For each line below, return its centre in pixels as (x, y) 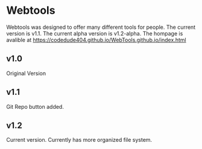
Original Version (26, 73)
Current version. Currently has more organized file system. (79, 140)
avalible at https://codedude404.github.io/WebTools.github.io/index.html (96, 40)
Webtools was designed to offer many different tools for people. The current (101, 27)
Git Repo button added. (35, 106)
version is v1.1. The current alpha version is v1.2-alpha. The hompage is (95, 33)
